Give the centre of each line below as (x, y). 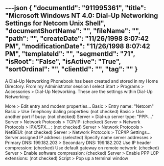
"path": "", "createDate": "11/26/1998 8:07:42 (77, 39)
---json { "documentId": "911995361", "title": (76, 8)
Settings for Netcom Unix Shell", (55, 23)
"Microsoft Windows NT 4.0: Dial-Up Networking (82, 16)
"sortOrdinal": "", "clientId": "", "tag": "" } (71, 69)
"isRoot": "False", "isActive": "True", (63, 61)
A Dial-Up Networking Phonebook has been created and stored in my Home (82, 81)
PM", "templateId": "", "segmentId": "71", (70, 54)
